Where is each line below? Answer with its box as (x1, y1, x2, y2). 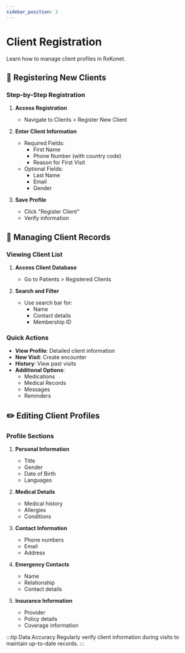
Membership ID (33, 318, 71, 326)
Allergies (24, 506, 47, 513)
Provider (24, 609, 45, 616)
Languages (24, 476, 53, 484)
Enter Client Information (15, 128, 77, 135)
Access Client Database (15, 264, 77, 271)
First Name (33, 146, 61, 153)
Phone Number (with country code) (33, 153, 122, 160)
